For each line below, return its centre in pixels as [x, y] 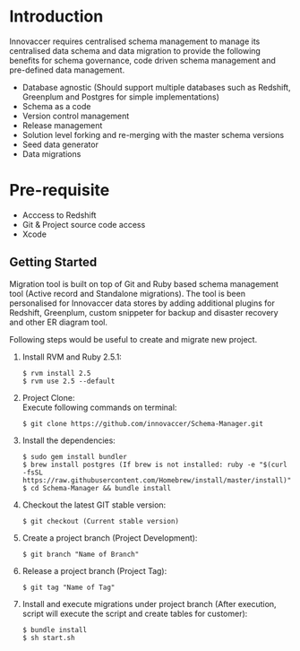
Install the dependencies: [69, 440]
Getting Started [53, 262]
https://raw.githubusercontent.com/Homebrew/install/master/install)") [159, 480]
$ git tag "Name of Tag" [69, 587]
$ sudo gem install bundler [74, 456]
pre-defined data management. [67, 70]
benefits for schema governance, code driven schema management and [142, 60]
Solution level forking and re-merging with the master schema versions [153, 135]
